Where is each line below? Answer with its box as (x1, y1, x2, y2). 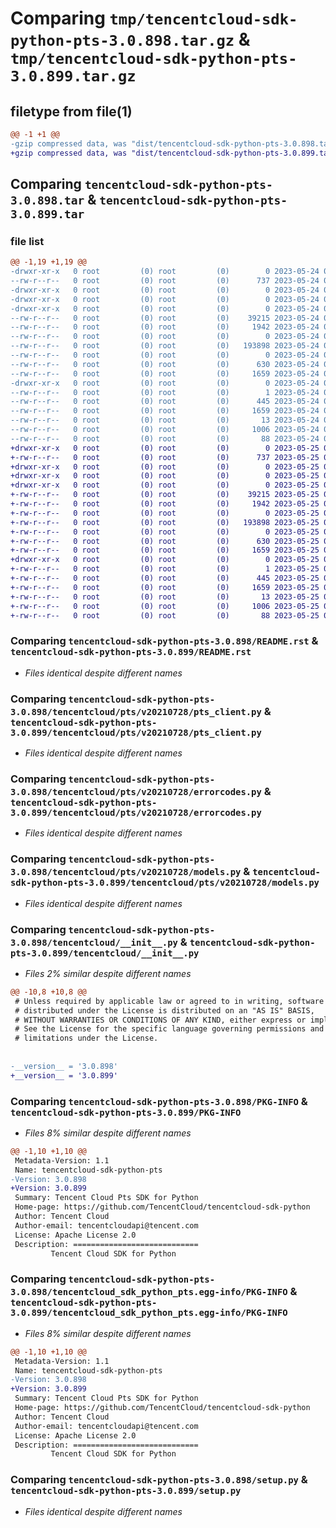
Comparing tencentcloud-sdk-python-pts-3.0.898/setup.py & (10, 1473, 308, 1487)
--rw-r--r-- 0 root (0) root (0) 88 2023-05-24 (10, 433, 320, 444)
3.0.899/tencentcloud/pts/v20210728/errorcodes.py (10, 807, 262, 818)
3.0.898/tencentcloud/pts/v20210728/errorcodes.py (10, 786, 262, 797)
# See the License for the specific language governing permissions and (14, 1024, 325, 1034)
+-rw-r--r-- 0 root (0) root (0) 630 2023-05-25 (10, 536, 320, 546)
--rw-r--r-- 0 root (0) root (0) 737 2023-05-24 (10, 276, 320, 286)
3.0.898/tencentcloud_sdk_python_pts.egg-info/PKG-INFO (10, 1287, 288, 1298)
